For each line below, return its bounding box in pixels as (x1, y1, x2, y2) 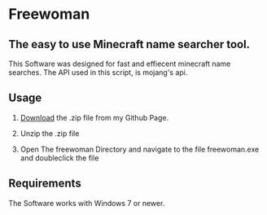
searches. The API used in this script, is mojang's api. (8, 68, 188, 77)
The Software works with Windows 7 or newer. (8, 198, 165, 208)
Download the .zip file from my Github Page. (20, 112, 169, 122)
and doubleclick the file (20, 152, 99, 163)
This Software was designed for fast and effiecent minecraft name (8, 59, 231, 68)
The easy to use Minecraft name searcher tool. (8, 37, 251, 51)
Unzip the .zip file (20, 128, 80, 138)
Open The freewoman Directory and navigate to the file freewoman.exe (20, 144, 260, 154)
